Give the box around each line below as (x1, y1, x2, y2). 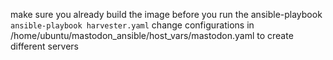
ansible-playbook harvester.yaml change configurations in (10, 19, 255, 31)
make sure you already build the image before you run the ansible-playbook (10, 9, 323, 20)
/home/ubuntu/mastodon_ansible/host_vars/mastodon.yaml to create (10, 30, 294, 41)
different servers (10, 40, 79, 52)
